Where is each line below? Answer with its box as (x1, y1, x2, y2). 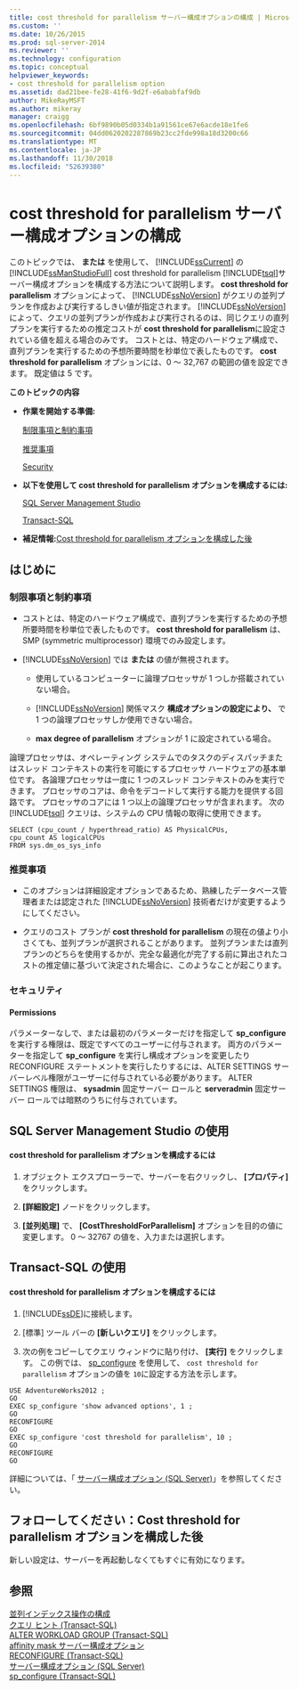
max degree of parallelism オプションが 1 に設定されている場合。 (35, 733, 276, 744)
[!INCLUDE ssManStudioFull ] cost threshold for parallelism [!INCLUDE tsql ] (9, 268, 279, 279)
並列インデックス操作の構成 (9, 1609, 111, 1620)
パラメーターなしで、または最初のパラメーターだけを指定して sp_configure (9, 1028, 287, 1039)
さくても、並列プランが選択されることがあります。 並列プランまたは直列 (21, 937, 288, 949)
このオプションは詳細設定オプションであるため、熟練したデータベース (21, 886, 279, 896)
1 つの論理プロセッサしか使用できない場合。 (35, 714, 198, 724)
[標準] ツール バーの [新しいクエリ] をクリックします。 (21, 1327, 222, 1337)
